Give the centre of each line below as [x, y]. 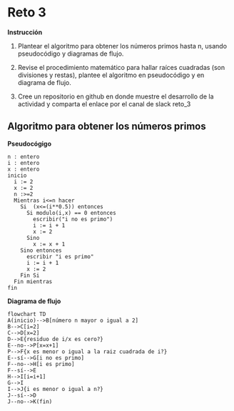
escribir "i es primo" [60, 257]
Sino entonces [41, 250]
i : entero [24, 163]
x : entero [24, 169]
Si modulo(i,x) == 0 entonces [71, 213]
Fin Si [30, 275]
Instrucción [25, 32]
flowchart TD [27, 314]
